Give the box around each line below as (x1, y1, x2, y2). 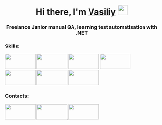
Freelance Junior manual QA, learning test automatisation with (6, 24, 157, 31)
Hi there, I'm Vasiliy (36, 6, 116, 17)
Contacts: (5, 93, 29, 99)
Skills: (5, 43, 20, 49)
